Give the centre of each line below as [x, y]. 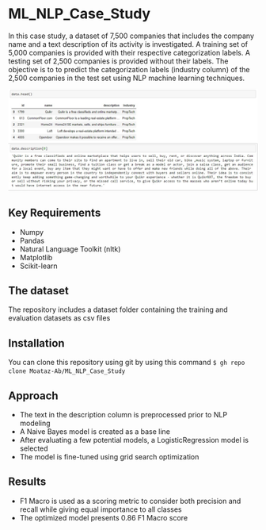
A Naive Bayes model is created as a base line [95, 431]
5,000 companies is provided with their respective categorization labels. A [129, 52]
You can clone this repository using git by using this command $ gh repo [127, 363]
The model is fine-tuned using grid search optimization [109, 456]
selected [34, 448]
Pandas [32, 240]
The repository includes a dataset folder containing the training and [118, 309]
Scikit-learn [38, 266]
